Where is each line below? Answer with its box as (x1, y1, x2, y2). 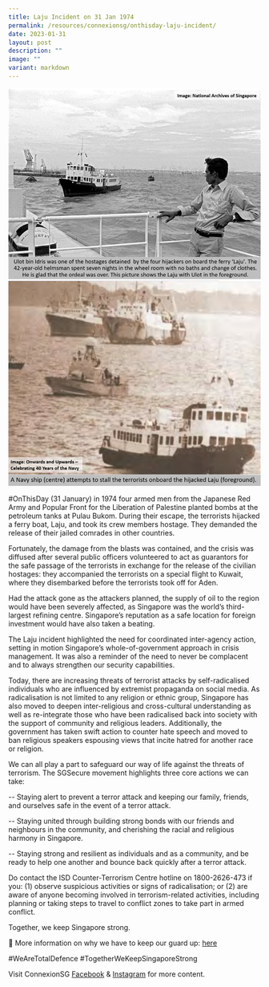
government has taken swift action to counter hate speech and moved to (8, 727, 248, 736)
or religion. (8, 744, 44, 753)
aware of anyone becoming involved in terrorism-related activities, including (8, 890, 260, 899)
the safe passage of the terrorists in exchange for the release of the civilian (8, 561, 256, 570)
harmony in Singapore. (8, 833, 84, 842)
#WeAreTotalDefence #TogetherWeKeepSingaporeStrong (8, 953, 198, 963)
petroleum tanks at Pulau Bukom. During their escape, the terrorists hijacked (8, 511, 260, 520)
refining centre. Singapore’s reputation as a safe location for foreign (32, 610, 256, 620)
